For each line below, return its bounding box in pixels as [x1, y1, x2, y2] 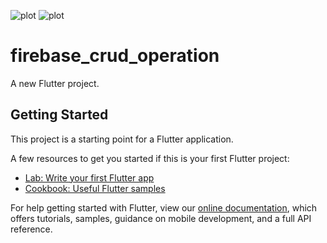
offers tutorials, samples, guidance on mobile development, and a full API [10, 212, 312, 224]
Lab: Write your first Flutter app [24, 171, 155, 184]
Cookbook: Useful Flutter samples [24, 182, 166, 194]
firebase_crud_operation [10, 45, 220, 67]
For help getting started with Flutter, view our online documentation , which [10, 201, 318, 214]
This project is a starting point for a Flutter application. [10, 133, 234, 145]
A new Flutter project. [10, 77, 100, 89]
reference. [10, 223, 53, 235]
